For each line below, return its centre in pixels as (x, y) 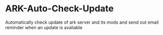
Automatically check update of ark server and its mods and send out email (82, 22)
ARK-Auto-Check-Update (59, 9)
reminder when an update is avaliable (44, 27)
